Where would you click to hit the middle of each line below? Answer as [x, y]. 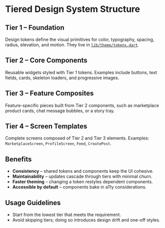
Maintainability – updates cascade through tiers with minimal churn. [82, 176]
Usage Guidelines [33, 203]
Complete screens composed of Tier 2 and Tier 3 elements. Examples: [77, 138]
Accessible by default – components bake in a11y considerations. [79, 187]
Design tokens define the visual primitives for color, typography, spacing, [80, 39]
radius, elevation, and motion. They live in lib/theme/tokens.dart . [72, 45]
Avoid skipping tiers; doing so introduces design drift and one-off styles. [86, 220]
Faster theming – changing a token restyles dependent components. [82, 182]
